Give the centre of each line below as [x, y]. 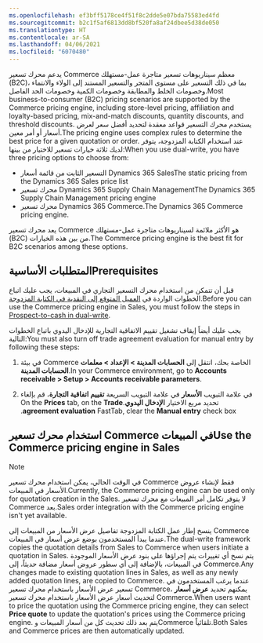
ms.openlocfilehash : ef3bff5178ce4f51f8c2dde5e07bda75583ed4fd [114, 15]
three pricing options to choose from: [69, 157]
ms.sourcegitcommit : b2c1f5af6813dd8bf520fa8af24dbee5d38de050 [114, 23]
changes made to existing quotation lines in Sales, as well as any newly [124, 572]
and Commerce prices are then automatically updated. [97, 630]
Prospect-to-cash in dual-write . [60, 315]
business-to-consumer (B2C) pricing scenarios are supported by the [120, 99]
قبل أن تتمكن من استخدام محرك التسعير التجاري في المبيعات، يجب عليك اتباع [121, 290]
